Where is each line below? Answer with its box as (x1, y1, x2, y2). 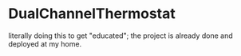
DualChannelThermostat (8, 5, 176, 23)
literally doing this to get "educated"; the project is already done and (8, 31, 233, 40)
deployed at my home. (8, 39, 82, 48)
